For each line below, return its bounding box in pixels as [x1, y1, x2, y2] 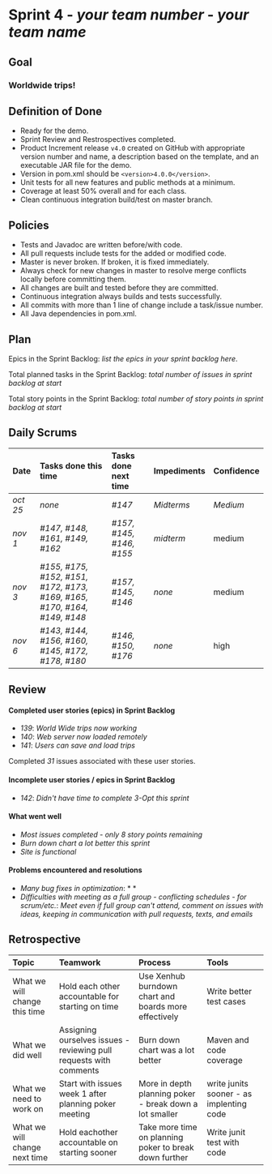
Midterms [153, 499, 190, 510]
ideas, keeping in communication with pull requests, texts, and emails [19, 909, 253, 919]
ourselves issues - [58, 1034, 131, 1045]
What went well [8, 812, 62, 821]
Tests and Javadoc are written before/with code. [19, 240, 183, 250]
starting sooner [58, 1146, 117, 1158]
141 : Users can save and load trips [19, 740, 136, 751]
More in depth [138, 1078, 192, 1089]
